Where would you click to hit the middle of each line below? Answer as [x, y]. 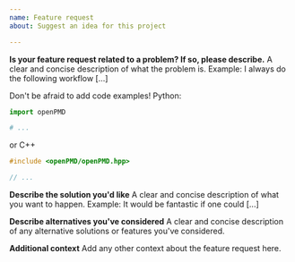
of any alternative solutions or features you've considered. [117, 231]
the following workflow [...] [59, 78]
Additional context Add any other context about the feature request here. [145, 248]
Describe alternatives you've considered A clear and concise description [147, 221]
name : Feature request [52, 17]
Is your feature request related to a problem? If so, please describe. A [141, 59]
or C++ [22, 145]
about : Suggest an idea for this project [88, 26]
